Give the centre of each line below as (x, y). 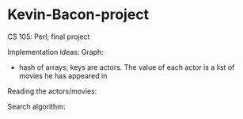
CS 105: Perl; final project (49, 36)
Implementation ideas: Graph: (55, 52)
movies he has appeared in (63, 75)
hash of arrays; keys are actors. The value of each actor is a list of (127, 67)
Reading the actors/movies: (52, 91)
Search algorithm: (36, 106)
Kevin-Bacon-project (78, 15)
